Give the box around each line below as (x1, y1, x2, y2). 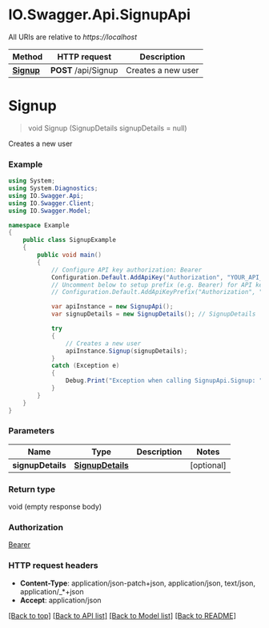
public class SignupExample (22, 236, 116, 244)
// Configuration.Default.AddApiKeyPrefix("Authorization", (50, 288, 256, 296)
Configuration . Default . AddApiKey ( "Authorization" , (50, 273, 224, 281)
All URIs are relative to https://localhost (8, 32, 138, 42)
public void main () (37, 251, 102, 260)
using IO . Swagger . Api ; (8, 191, 84, 199)
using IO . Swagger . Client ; (8, 199, 94, 207)
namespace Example (8, 221, 70, 229)
